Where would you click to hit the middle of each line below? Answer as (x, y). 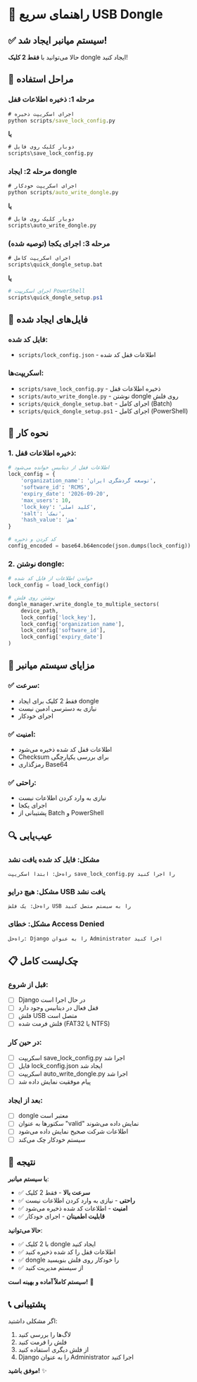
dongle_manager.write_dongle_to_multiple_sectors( (84, 604)
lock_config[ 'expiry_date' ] (62, 637)
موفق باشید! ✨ (28, 1371)
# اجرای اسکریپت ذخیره (41, 114)
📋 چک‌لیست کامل (43, 961)
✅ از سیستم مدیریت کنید (51, 1268)
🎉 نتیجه (22, 1162)
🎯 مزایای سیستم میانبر (51, 666)
